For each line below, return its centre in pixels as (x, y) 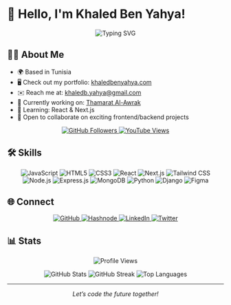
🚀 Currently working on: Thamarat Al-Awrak (79, 102)
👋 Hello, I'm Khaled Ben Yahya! (96, 14)
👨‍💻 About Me (36, 55)
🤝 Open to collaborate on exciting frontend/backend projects (103, 117)
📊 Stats (24, 241)
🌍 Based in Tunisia (44, 72)
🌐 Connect (31, 201)
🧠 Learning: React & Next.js (56, 109)
